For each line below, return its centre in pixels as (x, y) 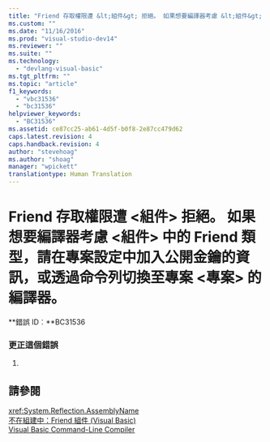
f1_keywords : (30, 91)
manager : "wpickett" (43, 167)
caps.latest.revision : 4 (50, 136)
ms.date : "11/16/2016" (47, 31)
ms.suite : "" (30, 54)
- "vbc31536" (38, 99)
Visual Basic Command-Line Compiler (72, 430)
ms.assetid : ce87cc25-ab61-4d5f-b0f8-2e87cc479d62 (96, 129)
